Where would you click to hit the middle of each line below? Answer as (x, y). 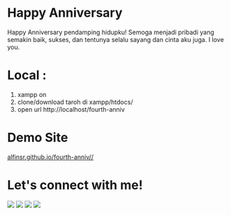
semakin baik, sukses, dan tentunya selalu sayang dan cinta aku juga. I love (116, 39)
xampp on (32, 94)
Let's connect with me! (75, 185)
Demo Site (38, 138)
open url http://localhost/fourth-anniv (71, 109)
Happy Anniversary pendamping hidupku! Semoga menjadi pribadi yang (111, 32)
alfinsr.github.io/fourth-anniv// (51, 157)
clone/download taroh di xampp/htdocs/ (75, 102)
